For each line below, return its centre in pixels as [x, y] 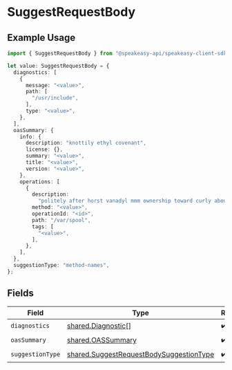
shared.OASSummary [101, 340]
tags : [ [43, 226]
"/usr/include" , [55, 98]
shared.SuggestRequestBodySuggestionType [141, 355]
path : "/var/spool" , [61, 220]
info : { [30, 137]
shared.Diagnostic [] [99, 326]
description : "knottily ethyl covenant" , [86, 143]
